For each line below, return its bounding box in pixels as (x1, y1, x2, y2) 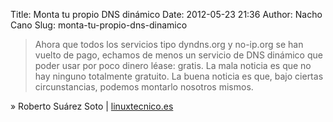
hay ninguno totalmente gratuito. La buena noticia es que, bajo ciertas (34, 70, 324, 82)
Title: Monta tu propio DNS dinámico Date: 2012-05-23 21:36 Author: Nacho (10, 9, 323, 20)
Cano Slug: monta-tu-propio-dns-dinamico (10, 19, 188, 31)
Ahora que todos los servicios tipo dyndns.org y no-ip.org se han (34, 39, 304, 50)
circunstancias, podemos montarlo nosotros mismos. (34, 81, 254, 93)
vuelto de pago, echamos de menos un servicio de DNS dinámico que (34, 49, 323, 61)
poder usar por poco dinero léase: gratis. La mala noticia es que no (34, 60, 312, 71)
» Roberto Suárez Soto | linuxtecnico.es (10, 100, 174, 112)
